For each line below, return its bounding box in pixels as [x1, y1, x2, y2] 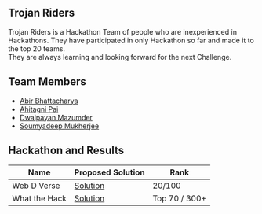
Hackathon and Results [8, 144, 125, 157]
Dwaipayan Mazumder [19, 113, 93, 122]
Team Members [8, 75, 86, 89]
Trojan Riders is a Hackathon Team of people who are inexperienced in [8, 27, 238, 36]
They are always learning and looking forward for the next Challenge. [8, 52, 232, 61]
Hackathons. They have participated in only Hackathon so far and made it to [8, 35, 255, 45]
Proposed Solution [74, 167, 145, 178]
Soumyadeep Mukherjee [19, 121, 100, 131]
